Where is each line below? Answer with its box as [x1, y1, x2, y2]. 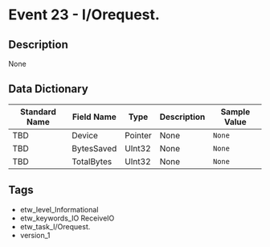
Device [72, 130, 99, 141]
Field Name [72, 111, 117, 122]
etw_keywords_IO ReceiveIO [19, 213, 115, 223]
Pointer [124, 130, 153, 141]
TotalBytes [72, 155, 112, 167]
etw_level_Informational [19, 204, 99, 214]
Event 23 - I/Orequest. [8, 6, 161, 24]
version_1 [19, 230, 51, 240]
